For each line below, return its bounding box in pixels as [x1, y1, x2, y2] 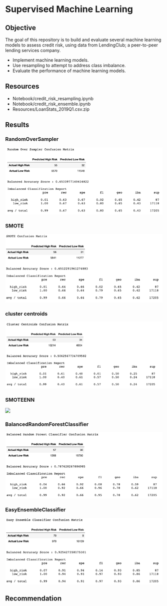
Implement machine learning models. [12, 57, 89, 63]
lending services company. [5, 48, 61, 53]
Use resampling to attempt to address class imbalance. [12, 63, 126, 68]
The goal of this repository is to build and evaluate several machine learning [5, 37, 161, 43]
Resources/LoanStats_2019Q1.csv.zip [12, 106, 90, 112]
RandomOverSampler [5, 136, 59, 143]
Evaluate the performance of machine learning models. [12, 68, 126, 74]
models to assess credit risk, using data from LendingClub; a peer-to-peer [5, 42, 158, 48]
